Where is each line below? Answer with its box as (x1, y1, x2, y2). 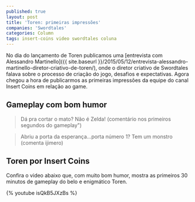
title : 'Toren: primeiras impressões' (6, 19, 101, 25)
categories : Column (6, 30, 54, 36)
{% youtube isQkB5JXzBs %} (6, 189, 78, 196)
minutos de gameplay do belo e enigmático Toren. (6, 178, 127, 185)
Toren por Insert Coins (6, 156, 90, 166)
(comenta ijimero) (20, 139, 63, 146)
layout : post (6, 14, 38, 20)
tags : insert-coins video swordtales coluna (6, 36, 117, 42)
